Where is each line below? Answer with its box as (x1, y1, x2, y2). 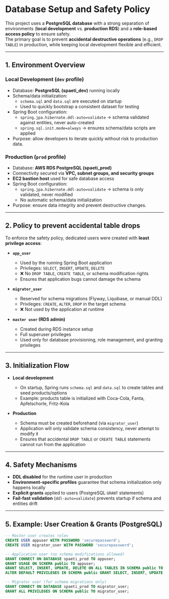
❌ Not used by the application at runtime (20, 306, 105, 312)
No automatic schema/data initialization (20, 197, 102, 203)
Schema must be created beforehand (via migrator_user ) (20, 420, 138, 426)
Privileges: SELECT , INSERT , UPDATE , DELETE (20, 265, 105, 271)
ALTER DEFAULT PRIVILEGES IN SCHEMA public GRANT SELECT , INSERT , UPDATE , (5, 570, 165, 575)
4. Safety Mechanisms (5, 460, 77, 469)
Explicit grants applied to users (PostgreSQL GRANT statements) (12, 490, 144, 496)
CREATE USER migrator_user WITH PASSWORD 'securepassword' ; (5, 542, 134, 548)
